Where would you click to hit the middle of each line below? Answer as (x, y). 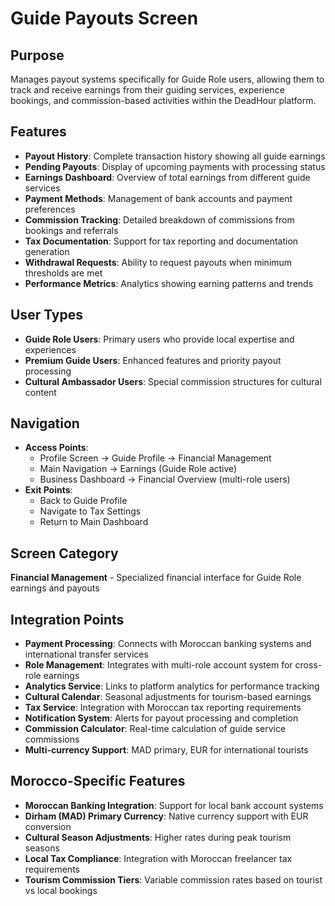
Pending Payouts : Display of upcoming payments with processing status (175, 166)
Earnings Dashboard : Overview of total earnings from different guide (167, 177)
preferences (50, 209)
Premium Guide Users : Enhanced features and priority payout (153, 360)
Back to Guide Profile (83, 501)
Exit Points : (48, 490)
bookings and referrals (71, 230)
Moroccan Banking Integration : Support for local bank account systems (174, 805)
